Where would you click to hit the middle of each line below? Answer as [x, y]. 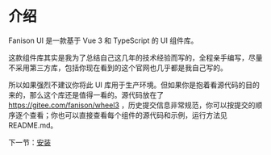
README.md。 [33, 125]
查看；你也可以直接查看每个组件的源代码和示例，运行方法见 [128, 115]
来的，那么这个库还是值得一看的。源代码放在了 [86, 94]
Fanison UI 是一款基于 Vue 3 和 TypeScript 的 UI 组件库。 [103, 40]
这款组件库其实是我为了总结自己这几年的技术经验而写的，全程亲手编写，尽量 [135, 57]
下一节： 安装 [29, 142]
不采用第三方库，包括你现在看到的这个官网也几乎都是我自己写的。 [118, 67]
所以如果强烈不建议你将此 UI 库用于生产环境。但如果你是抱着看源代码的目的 [134, 85]
